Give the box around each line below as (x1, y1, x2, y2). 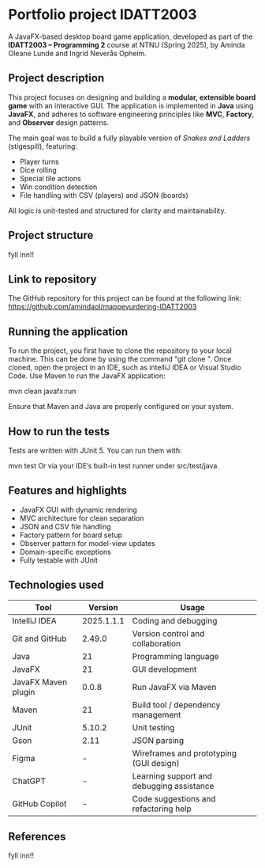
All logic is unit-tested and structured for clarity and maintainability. (8, 206, 226, 215)
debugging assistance (132, 780, 215, 791)
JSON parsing (132, 734, 185, 745)
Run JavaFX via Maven (132, 681, 217, 692)
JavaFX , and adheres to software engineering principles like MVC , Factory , (8, 109, 255, 119)
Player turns (19, 157, 59, 166)
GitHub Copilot (12, 798, 67, 809)
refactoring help (132, 803, 192, 814)
